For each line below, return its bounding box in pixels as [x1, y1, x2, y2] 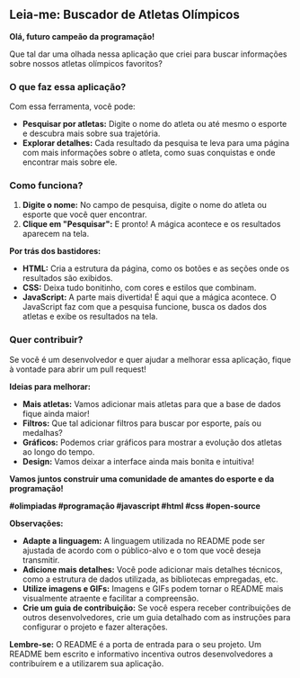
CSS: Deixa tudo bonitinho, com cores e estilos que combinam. [22, 283, 257, 294]
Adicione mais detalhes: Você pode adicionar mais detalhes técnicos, [22, 564, 283, 574]
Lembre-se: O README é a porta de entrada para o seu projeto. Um [9, 638, 262, 649]
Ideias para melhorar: [9, 381, 92, 392]
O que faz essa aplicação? [9, 80, 127, 93]
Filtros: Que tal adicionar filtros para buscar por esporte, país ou [22, 418, 262, 429]
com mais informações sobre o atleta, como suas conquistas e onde [22, 148, 276, 158]
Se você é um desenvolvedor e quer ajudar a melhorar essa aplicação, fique [9, 354, 292, 365]
